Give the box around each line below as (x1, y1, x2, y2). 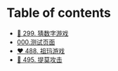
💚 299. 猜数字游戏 (16, 29, 69, 37)
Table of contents (6, 5, 112, 21)
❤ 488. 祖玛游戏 (16, 46, 65, 55)
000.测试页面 (16, 37, 55, 46)
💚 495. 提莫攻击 (16, 55, 63, 64)
